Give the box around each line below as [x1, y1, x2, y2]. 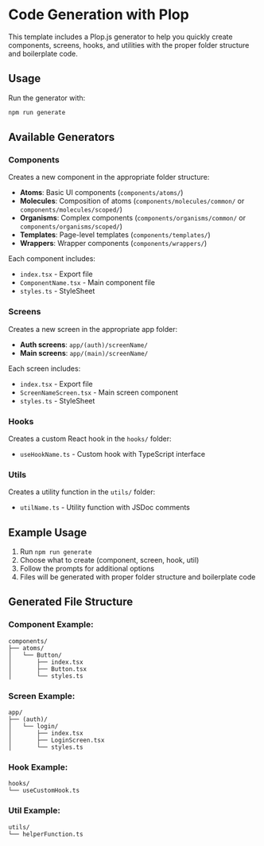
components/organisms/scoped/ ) [19, 221, 123, 232]
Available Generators [8, 131, 115, 144]
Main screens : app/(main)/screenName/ [19, 348, 149, 357]
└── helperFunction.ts [8, 830, 83, 838]
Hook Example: [8, 762, 68, 773]
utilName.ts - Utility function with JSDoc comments [19, 503, 191, 513]
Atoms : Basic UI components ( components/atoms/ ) [19, 188, 184, 197]
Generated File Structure [8, 595, 134, 609]
